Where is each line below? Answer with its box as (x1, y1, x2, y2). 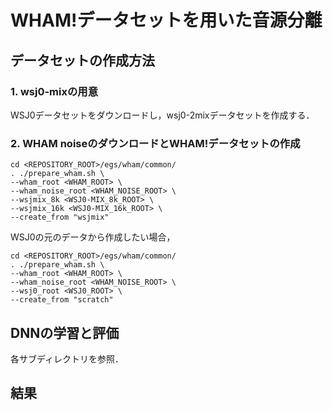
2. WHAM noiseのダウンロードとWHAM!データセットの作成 (10, 136, 301, 150)
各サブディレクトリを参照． (10, 352, 125, 365)
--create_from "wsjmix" (10, 212, 110, 223)
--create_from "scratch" (10, 295, 114, 305)
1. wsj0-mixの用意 (10, 84, 99, 98)
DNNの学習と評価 (10, 324, 120, 341)
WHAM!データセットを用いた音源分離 (10, 9, 323, 32)
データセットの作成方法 (10, 52, 155, 69)
